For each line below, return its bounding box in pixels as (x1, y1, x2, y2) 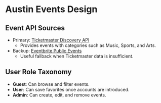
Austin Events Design (5, 4, 98, 15)
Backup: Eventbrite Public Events (12, 48, 82, 54)
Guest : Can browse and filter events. (12, 81, 90, 87)
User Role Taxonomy (5, 68, 72, 76)
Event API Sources (5, 24, 65, 32)
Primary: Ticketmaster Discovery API (12, 37, 90, 43)
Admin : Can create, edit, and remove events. (12, 92, 106, 98)
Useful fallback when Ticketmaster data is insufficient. (20, 53, 134, 59)
